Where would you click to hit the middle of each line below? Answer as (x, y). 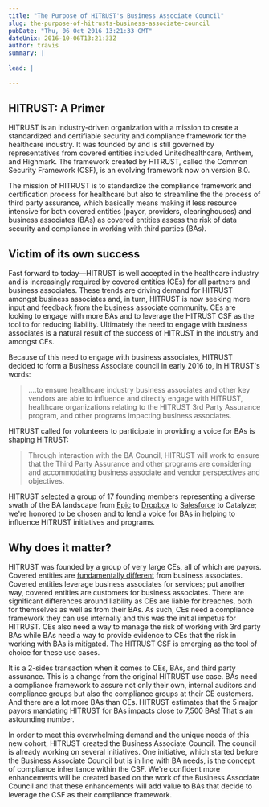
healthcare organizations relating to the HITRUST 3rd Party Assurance (144, 407)
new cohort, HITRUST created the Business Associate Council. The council (132, 743)
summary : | (26, 53)
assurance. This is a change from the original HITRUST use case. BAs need (133, 677)
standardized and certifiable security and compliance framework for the (127, 136)
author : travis (34, 46)
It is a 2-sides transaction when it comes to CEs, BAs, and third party (122, 668)
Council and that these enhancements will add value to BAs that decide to (130, 786)
